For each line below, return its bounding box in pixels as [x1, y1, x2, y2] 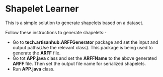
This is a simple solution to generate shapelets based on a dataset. [5, 20, 144, 26]
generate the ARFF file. [12, 50, 61, 56]
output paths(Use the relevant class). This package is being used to [12, 44, 153, 50]
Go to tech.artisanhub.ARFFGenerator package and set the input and [12, 39, 158, 45]
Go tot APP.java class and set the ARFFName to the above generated [12, 55, 157, 61]
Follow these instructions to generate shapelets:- [5, 29, 107, 35]
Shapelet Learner [5, 3, 79, 15]
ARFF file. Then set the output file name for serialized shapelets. [12, 60, 146, 66]
